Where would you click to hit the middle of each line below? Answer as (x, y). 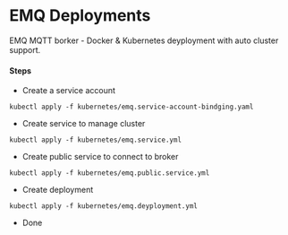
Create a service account (69, 91)
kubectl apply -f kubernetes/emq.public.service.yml (110, 173)
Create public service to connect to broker (100, 157)
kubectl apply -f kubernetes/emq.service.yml (95, 140)
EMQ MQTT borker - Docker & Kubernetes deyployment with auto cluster (144, 40)
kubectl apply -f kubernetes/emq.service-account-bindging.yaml (131, 107)
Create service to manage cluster (84, 124)
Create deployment (58, 190)
